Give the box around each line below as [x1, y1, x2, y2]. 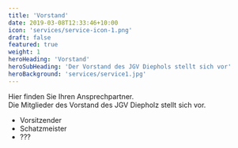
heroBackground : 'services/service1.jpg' [8, 70, 147, 78]
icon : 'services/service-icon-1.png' [8, 26, 133, 34]
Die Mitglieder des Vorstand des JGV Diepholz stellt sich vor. [8, 100, 206, 109]
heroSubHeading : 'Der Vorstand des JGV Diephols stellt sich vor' [8, 63, 232, 71]
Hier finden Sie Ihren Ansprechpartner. [8, 91, 134, 101]
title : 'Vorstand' [8, 11, 69, 20]
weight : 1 [8, 48, 41, 56]
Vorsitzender [19, 115, 62, 124]
